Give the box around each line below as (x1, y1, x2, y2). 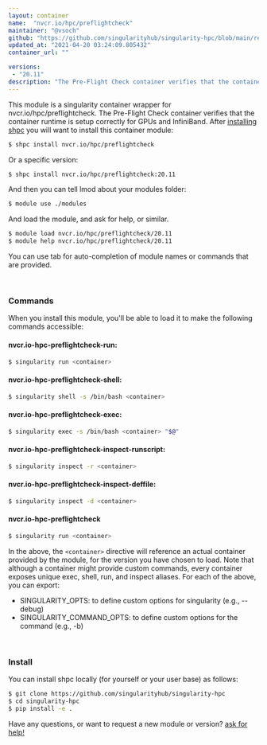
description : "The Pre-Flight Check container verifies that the (8, 77, 229, 86)
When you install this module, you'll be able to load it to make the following (8, 314, 253, 323)
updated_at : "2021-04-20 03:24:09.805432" (8, 41, 151, 49)
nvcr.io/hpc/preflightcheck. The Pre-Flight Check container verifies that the (8, 108, 255, 118)
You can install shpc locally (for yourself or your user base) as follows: (8, 674, 238, 685)
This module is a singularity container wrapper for (8, 99, 172, 109)
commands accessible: (8, 322, 84, 331)
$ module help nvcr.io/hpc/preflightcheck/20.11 (8, 237, 172, 245)
